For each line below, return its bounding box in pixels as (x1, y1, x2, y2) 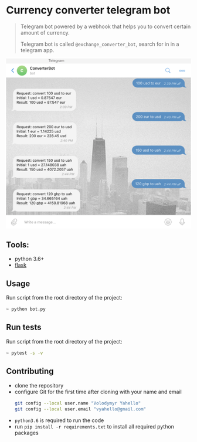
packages (14, 429, 39, 437)
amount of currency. (20, 29, 70, 36)
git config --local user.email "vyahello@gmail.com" (14, 406, 147, 412)
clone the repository (14, 382, 64, 389)
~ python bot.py (6, 306, 46, 312)
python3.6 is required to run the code (14, 417, 104, 424)
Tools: (6, 240, 29, 250)
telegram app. (20, 46, 55, 53)
